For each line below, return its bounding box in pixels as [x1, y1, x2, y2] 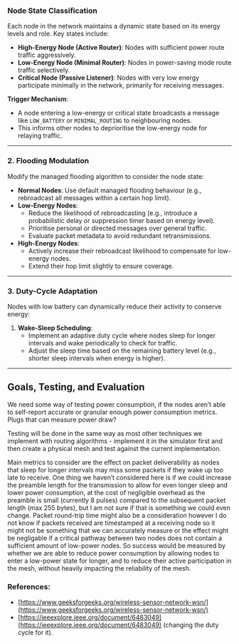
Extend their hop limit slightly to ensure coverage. [28, 261, 174, 270]
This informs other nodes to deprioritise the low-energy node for [17, 124, 208, 133]
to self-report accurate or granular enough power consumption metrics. [7, 407, 218, 416]
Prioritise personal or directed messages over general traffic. [28, 224, 207, 232]
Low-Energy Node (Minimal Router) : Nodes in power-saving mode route [17, 58, 232, 67]
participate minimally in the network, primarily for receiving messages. [17, 81, 224, 90]
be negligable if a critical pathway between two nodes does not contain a [7, 534, 223, 542]
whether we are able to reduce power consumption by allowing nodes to [7, 549, 220, 557]
